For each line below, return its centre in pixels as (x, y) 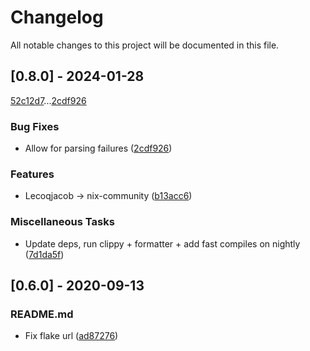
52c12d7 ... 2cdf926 (48, 100)
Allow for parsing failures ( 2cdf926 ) (98, 148)
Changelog (57, 17)
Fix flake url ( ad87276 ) (71, 336)
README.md (42, 314)
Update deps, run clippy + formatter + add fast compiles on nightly (162, 243)
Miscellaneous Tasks (62, 222)
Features (32, 174)
